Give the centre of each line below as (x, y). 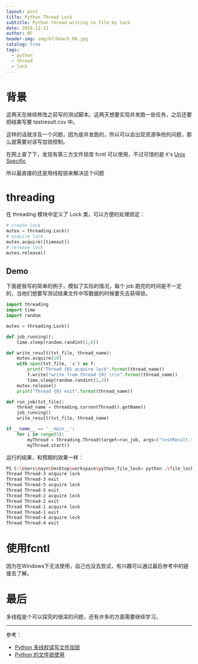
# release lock (25, 247)
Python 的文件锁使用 (39, 655)
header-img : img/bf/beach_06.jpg (47, 39)
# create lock (24, 225)
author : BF (19, 34)
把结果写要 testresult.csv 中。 (42, 122)
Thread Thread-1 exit (33, 512)
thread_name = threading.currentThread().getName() (81, 407)
